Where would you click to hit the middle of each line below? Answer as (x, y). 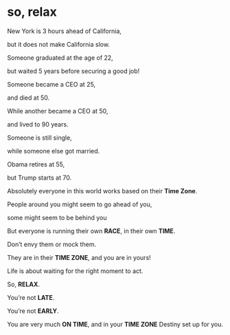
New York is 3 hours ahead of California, (65, 31)
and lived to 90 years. (38, 124)
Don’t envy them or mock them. (52, 244)
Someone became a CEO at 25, (51, 84)
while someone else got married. (54, 151)
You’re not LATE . (31, 297)
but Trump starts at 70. (39, 177)
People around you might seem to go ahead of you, (80, 204)
